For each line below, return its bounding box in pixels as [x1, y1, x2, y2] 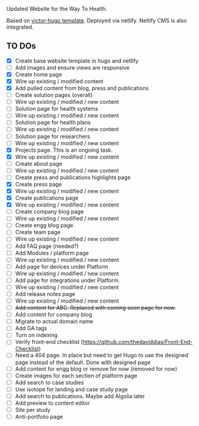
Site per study [15, 406, 51, 413]
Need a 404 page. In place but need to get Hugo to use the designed [15, 352, 189, 359]
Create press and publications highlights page [15, 173, 131, 181]
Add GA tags [15, 325, 47, 332]
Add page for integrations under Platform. [15, 277, 120, 284]
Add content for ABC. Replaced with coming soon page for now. [15, 304, 176, 312]
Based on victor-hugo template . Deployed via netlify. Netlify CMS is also [6, 17, 187, 24]
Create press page [15, 180, 62, 188]
